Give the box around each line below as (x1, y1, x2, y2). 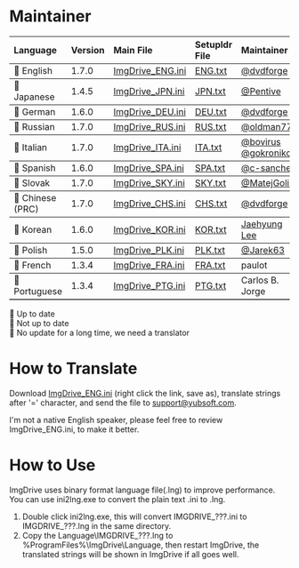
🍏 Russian (13, 120, 55, 132)
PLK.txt (194, 244, 225, 256)
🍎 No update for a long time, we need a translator (9, 327, 190, 338)
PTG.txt (194, 279, 227, 292)
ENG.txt (194, 64, 228, 76)
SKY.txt (194, 176, 227, 188)
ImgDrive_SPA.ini (113, 162, 185, 174)
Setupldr (194, 38, 233, 51)
